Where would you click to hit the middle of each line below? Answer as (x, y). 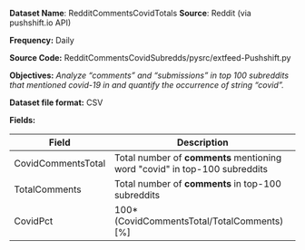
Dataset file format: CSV (56, 102)
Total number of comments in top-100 (197, 183)
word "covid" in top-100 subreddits (191, 169)
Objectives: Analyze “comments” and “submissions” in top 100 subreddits (149, 75)
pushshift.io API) (40, 23)
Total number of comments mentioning (198, 158)
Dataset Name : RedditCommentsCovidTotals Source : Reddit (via (130, 13)
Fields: (23, 120)
